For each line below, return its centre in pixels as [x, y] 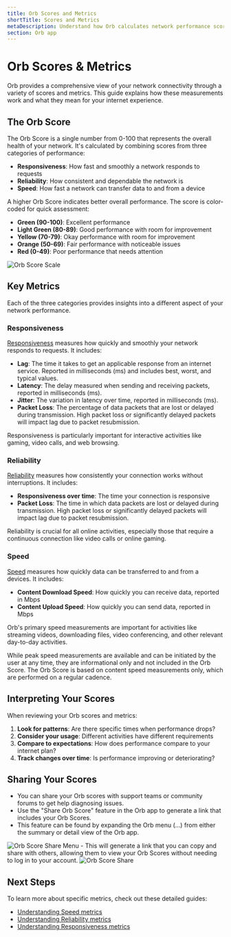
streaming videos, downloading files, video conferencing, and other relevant [115, 635]
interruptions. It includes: [42, 483]
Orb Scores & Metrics [69, 67]
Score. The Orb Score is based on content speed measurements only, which [115, 670]
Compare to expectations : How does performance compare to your [113, 743]
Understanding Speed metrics [59, 912]
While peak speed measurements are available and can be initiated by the [112, 655]
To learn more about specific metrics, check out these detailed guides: [107, 899]
